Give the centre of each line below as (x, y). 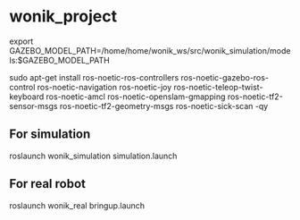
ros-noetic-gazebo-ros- (225, 77)
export (21, 41)
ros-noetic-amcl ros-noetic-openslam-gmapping (136, 97)
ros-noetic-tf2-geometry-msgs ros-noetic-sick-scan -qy (164, 106)
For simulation (50, 135)
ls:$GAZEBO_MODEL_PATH (59, 60)
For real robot (48, 184)
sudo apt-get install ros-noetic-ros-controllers (94, 77)
